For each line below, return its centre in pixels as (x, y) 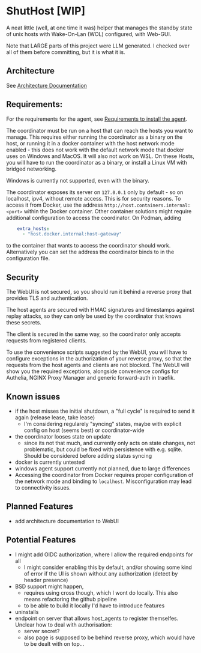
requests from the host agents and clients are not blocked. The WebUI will (98, 365)
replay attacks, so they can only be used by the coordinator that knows (94, 316)
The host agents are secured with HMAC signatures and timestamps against (100, 310)
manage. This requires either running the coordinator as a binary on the (94, 137)
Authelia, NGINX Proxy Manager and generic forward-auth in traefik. (91, 378)
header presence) (46, 580)
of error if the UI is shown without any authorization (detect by (101, 573)
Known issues (33, 397)
